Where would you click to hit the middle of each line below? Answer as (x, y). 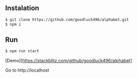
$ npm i (13, 24)
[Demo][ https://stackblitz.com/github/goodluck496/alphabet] (68, 61)
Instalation (22, 8)
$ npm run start (22, 51)
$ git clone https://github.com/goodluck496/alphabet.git (67, 19)
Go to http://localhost (27, 70)
